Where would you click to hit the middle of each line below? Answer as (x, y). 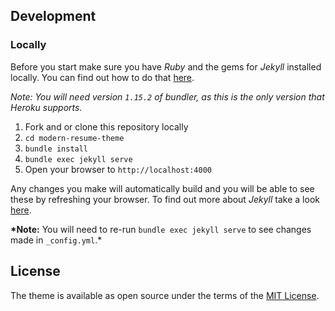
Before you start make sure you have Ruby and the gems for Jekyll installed (166, 66)
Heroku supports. (46, 107)
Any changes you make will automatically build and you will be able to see (162, 188)
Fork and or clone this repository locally (106, 126)
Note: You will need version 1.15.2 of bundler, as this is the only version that (167, 96)
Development (53, 16)
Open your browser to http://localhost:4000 (118, 169)
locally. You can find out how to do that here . (102, 77)
